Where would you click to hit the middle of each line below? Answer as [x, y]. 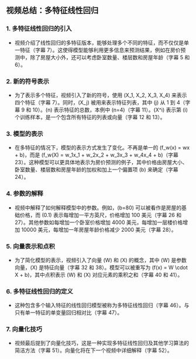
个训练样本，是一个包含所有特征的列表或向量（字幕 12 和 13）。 [90, 117]
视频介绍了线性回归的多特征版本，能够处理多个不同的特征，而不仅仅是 [99, 42]
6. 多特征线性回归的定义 [39, 291]
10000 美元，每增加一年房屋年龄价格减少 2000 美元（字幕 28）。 [99, 229]
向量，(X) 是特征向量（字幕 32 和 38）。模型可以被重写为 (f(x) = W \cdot [101, 267]
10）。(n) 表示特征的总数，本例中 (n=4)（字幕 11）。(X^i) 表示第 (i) [110, 110]
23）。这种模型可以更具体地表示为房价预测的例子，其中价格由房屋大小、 [101, 162]
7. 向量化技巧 [24, 329]
